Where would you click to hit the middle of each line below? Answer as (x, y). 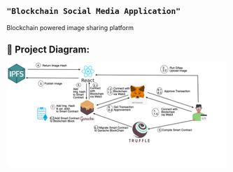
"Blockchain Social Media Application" (94, 11)
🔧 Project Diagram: (48, 50)
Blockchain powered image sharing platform (70, 27)
